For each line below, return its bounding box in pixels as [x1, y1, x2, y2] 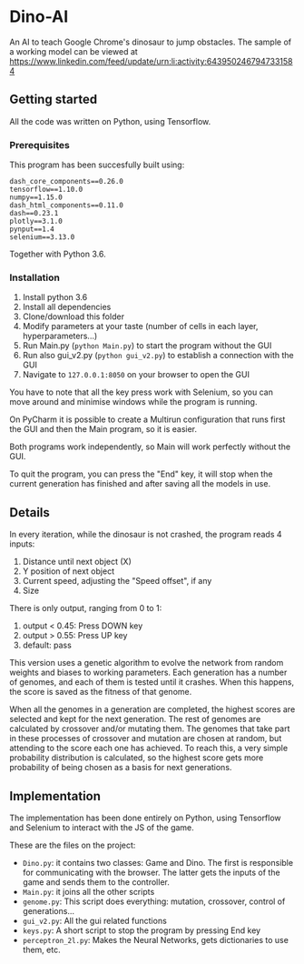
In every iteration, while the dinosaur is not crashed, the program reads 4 [9, 529, 283, 540]
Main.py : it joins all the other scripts [22, 886, 155, 897]
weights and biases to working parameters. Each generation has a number [9, 667, 288, 678]
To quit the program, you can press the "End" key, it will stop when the [9, 468, 273, 479]
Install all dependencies [22, 302, 112, 313]
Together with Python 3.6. [9, 248, 106, 260]
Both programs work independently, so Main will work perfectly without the [9, 441, 291, 452]
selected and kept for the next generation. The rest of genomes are [9, 714, 261, 725]
